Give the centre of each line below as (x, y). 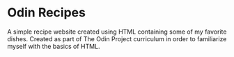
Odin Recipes (46, 13)
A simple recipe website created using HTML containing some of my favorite (117, 32)
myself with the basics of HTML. (54, 46)
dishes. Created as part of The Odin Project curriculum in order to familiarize (117, 38)
